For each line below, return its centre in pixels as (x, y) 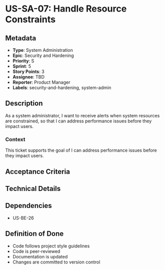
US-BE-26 (23, 218)
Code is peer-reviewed (36, 251)
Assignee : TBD (29, 77)
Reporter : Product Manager (41, 82)
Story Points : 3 (28, 72)
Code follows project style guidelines (51, 246)
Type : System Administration (43, 50)
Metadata (21, 38)
